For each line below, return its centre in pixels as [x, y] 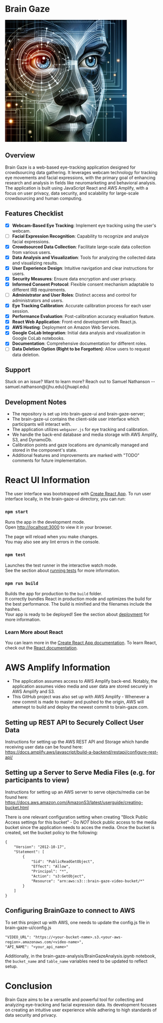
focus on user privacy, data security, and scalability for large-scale [72, 193]
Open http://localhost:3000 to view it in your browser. [59, 527]
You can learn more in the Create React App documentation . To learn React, [81, 643]
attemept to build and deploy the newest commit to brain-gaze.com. [80, 707]
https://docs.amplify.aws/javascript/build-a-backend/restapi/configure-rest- [81, 752]
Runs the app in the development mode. [45, 522]
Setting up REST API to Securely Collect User [74, 722]
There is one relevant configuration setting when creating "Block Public [77, 817]
